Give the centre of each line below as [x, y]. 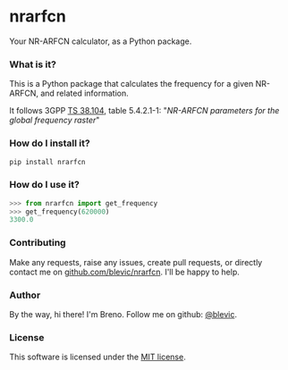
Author [25, 295]
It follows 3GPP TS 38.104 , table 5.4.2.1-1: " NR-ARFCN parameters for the [144, 111]
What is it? [33, 64]
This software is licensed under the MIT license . [97, 357]
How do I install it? [50, 143]
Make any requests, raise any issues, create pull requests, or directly [136, 262]
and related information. [85, 93]
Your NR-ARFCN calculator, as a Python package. [101, 41]
